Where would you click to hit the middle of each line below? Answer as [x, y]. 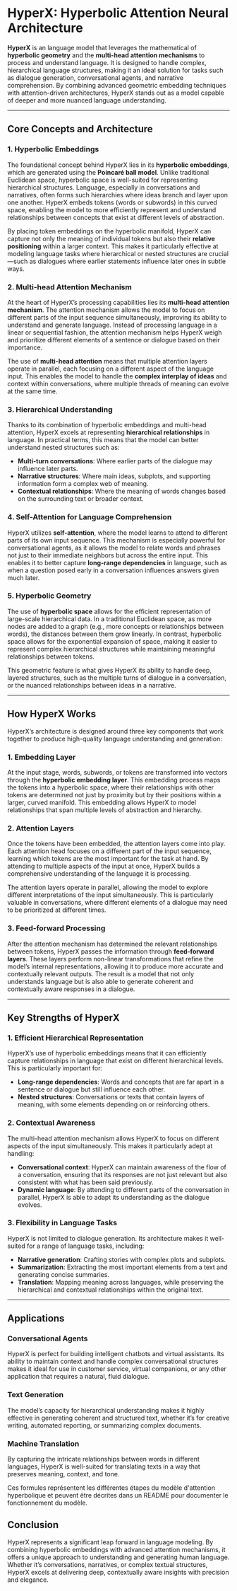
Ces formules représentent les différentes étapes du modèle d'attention [111, 1488]
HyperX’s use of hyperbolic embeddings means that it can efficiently [107, 1053]
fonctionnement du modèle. [48, 1503]
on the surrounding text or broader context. [81, 499]
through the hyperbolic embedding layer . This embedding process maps [114, 780]
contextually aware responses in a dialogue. [71, 989]
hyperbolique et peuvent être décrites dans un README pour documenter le [118, 1495]
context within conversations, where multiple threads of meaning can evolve [118, 383]
